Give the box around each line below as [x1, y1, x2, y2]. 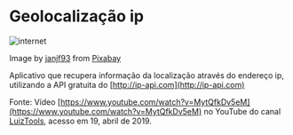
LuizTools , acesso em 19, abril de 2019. [9, 115, 153, 126]
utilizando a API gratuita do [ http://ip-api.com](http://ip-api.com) [9, 79, 245, 90]
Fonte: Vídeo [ [9, 96, 61, 107]
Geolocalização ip [9, 6, 145, 27]
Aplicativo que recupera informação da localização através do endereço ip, [9, 69, 284, 81]
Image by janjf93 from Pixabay [9, 52, 122, 63]
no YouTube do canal [203, 106, 281, 116]
